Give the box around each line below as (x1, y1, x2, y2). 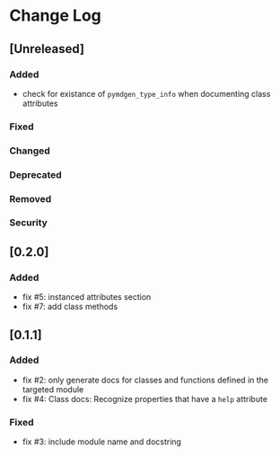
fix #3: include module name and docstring (22, 436, 182, 447)
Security (9, 216, 48, 229)
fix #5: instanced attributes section (22, 292, 152, 303)
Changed (9, 145, 51, 157)
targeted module (22, 383, 84, 395)
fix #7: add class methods (22, 302, 118, 312)
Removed (9, 192, 52, 205)
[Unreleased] (9, 41, 85, 57)
